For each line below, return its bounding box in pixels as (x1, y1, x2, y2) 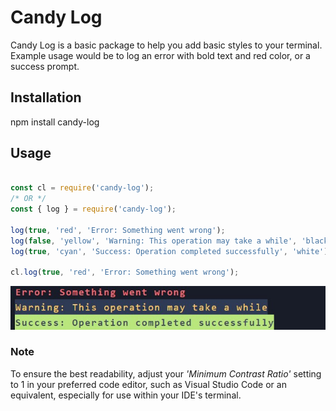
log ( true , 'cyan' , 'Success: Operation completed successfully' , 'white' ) (10, 246, 329, 256)
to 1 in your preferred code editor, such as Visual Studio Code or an (10, 378, 287, 390)
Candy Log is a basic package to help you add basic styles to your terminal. (10, 39, 323, 51)
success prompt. (10, 60, 80, 72)
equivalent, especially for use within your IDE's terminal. (10, 389, 242, 401)
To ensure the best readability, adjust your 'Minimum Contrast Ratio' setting (10, 367, 322, 380)
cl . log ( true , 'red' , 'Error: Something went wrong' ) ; (10, 267, 240, 278)
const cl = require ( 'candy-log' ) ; (10, 183, 155, 193)
